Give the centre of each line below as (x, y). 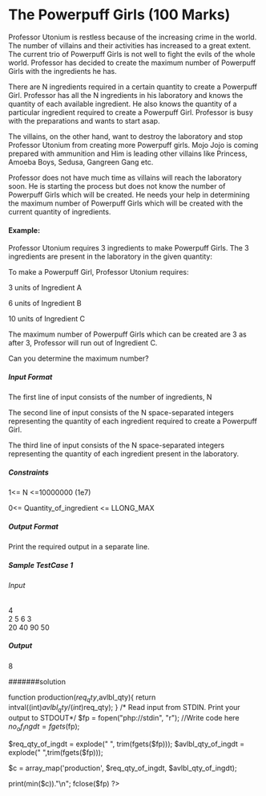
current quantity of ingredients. (60, 211)
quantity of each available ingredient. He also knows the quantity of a (123, 104)
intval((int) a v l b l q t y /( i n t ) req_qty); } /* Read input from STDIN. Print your (124, 708)
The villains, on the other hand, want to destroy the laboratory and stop (125, 136)
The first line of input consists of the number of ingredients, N (110, 397)
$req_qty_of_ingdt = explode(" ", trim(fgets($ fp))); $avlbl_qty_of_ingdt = (127, 744)
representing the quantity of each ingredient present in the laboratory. (124, 454)
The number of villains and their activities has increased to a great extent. (129, 45)
